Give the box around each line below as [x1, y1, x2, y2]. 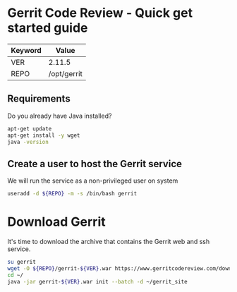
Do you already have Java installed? [7, 111, 112, 120]
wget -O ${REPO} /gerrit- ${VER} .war [7, 264, 112, 272]
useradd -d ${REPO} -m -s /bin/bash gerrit [7, 190, 138, 197]
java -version [7, 138, 49, 145]
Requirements [7, 93, 71, 105]
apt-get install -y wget [7, 132, 80, 139]
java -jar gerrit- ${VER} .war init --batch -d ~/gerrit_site [7, 278, 188, 285]
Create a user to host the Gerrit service [7, 157, 182, 170]
